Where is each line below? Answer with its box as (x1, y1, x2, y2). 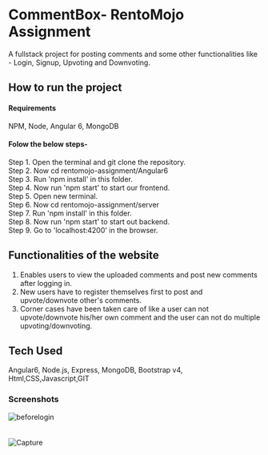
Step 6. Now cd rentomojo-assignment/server (8, 199, 160, 209)
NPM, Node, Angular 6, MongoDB (8, 121, 119, 131)
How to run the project (8, 81, 122, 95)
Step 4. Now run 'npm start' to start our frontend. (8, 183, 170, 192)
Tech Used (8, 344, 63, 357)
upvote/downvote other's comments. (19, 295, 142, 305)
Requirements (8, 103, 57, 113)
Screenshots (8, 394, 59, 405)
